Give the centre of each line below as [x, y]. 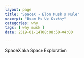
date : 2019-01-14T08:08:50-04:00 [39, 32]
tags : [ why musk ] [25, 28]
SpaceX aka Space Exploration [36, 50]
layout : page [18, 10]
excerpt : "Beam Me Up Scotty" [36, 19]
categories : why [21, 23]
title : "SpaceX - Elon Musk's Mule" [42, 14]
